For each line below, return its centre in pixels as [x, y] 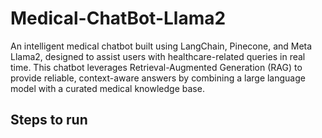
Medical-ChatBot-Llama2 [118, 18]
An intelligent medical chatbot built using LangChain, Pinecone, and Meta [161, 46]
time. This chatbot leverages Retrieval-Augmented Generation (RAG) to [156, 67]
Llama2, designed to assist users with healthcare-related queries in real [158, 56]
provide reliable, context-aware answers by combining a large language [158, 78]
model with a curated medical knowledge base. [107, 88]
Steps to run [49, 120]
